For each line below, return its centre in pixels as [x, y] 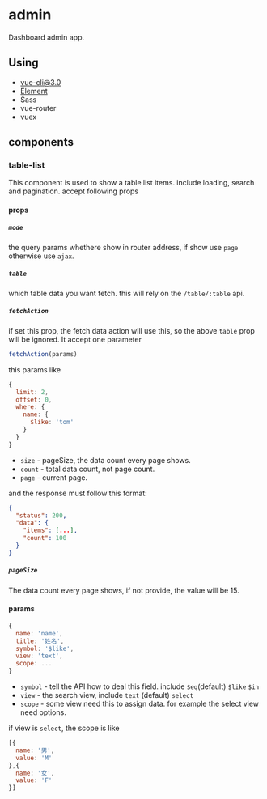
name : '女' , [35, 773]
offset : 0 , [34, 399]
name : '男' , [35, 750]
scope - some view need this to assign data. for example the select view [140, 704]
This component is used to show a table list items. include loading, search [131, 183]
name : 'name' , [39, 633]
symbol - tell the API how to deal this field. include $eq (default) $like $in [140, 686]
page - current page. [53, 477]
